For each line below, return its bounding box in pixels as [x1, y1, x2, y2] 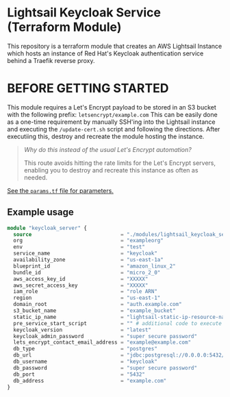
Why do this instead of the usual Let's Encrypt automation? [23, 145, 192, 153]
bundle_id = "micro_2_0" [13, 269, 161, 276]
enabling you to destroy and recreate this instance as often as [23, 166, 199, 174]
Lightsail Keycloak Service [7, 5, 161, 21]
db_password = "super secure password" [13, 364, 197, 371]
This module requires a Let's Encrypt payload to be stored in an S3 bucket [7, 103, 217, 111]
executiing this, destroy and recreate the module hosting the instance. [7, 132, 205, 140]
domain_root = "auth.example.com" [13, 301, 183, 308]
